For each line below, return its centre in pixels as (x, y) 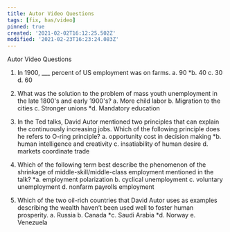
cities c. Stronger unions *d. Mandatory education (89, 108)
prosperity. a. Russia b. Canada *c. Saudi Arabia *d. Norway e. (106, 215)
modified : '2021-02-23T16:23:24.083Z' (63, 40)
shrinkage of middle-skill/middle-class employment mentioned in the (115, 172)
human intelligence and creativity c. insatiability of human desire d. (113, 144)
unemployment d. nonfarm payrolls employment (86, 187)
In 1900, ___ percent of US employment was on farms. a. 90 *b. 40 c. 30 (120, 73)
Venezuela (32, 222)
